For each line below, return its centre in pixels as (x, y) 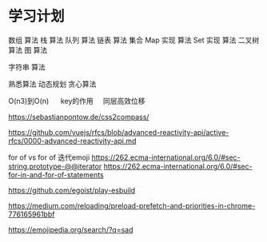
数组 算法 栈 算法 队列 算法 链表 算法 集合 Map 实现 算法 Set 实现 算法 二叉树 (134, 40)
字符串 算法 (27, 67)
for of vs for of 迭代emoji (49, 157)
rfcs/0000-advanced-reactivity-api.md (72, 141)
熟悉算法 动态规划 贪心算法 (52, 84)
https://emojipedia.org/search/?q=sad (71, 229)
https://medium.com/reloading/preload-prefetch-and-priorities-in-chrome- (132, 205)
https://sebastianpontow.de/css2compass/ (79, 117)
